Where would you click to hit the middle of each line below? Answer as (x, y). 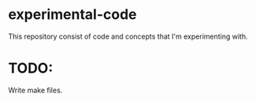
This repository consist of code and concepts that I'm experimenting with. (128, 36)
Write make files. (35, 90)
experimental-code (72, 15)
